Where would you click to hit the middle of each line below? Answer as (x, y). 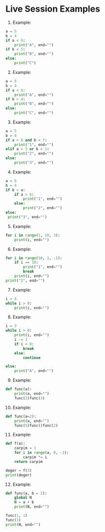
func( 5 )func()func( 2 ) (36, 426)
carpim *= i (35, 457)
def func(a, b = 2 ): (26, 493)
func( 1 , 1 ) (17, 516)
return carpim (28, 461)
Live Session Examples (53, 9)
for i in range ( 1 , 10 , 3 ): (33, 235)
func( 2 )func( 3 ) (30, 398)
